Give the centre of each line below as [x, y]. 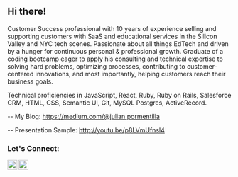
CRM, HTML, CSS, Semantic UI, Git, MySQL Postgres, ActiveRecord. [107, 103]
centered [21, 74]
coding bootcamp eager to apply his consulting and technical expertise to [115, 59]
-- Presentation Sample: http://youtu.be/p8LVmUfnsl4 [86, 130]
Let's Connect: [33, 148]
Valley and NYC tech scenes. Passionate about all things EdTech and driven [118, 44]
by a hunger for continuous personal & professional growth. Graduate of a [115, 51]
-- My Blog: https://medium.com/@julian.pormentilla [83, 116]
